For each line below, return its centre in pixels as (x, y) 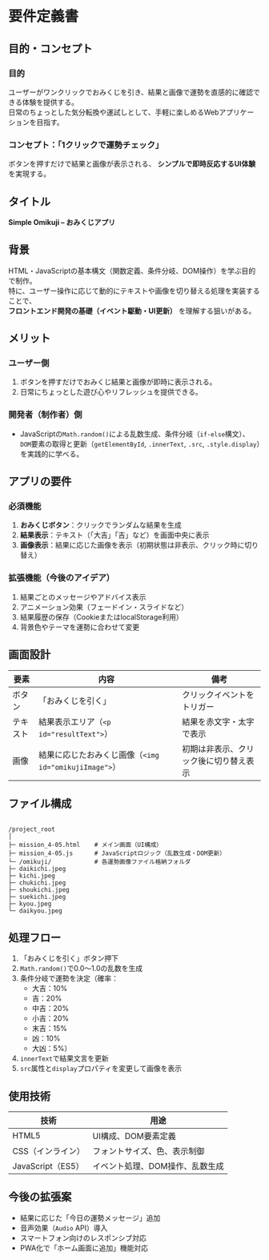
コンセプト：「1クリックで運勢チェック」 (86, 145)
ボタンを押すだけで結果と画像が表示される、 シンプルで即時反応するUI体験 (132, 164)
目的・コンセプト (50, 48)
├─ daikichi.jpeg (37, 869)
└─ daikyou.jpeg (35, 911)
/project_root (32, 829)
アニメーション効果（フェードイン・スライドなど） (104, 607)
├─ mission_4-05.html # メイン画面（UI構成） (85, 845)
